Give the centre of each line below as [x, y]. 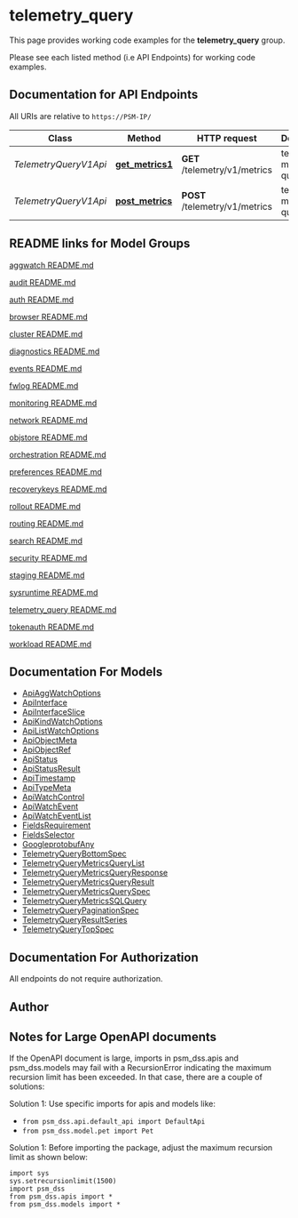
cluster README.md [46, 333]
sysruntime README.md [54, 592]
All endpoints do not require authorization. [86, 979]
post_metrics [144, 201]
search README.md [46, 541]
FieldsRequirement [56, 825]
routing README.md [47, 523]
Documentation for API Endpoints [104, 95]
